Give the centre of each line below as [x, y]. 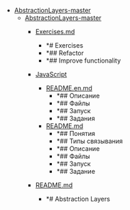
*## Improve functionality [83, 61]
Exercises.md [55, 32]
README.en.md [69, 88]
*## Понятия [76, 133]
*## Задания [76, 118]
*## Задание [76, 171]
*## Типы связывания [90, 141]
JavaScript [51, 74]
